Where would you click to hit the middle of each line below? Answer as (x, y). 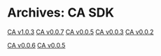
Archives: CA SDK (61, 13)
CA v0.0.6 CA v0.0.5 (36, 45)
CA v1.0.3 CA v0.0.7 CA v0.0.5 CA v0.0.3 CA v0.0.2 (80, 32)
